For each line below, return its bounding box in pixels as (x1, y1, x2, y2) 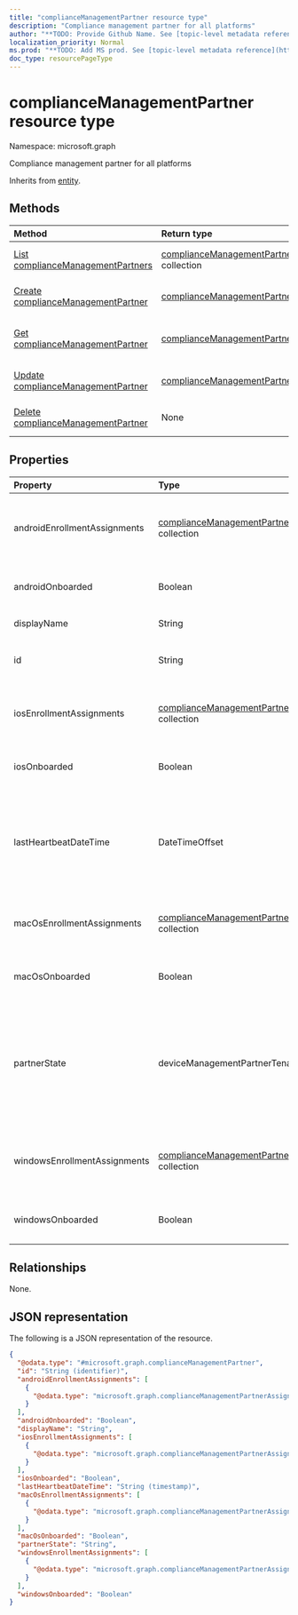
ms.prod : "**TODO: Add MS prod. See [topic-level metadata (9, 46, 232, 55)
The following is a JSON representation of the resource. (9, 1333, 213, 1344)
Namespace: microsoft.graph (9, 140, 116, 151)
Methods (9, 201, 60, 216)
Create (13, 284, 43, 297)
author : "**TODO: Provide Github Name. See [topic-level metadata (9, 29, 260, 38)
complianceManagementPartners (13, 259, 153, 271)
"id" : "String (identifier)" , (17, 1366, 129, 1375)
